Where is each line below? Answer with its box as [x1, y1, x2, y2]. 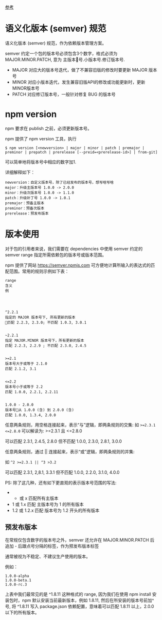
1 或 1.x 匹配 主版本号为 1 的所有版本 [12, 501, 84, 507]
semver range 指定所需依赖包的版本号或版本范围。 [5, 252, 107, 257]
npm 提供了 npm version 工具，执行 [5, 136, 77, 141]
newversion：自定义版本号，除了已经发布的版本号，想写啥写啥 [5, 180, 114, 185]
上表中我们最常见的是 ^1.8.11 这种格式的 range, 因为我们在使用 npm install [5, 591, 151, 597]
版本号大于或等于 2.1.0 [5, 361, 48, 366]
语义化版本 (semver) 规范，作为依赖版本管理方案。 [5, 40, 107, 46]
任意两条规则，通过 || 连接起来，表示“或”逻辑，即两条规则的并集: [5, 448, 135, 454]
